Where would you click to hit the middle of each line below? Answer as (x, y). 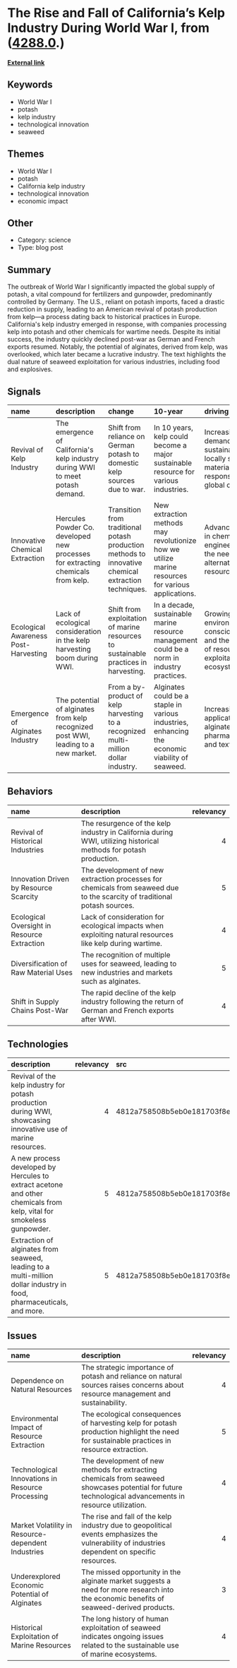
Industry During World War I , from (109, 28)
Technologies (38, 1044)
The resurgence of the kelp (126, 823)
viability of (171, 758)
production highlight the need (130, 1432)
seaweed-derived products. (128, 1607)
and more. (28, 1311)
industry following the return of (132, 1002)
